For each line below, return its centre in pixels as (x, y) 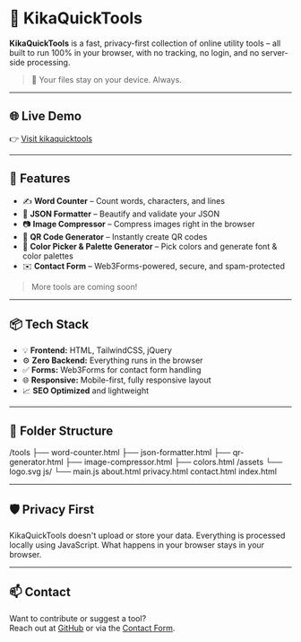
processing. (48, 62)
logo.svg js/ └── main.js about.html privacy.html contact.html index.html (143, 471)
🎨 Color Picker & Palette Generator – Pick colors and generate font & (150, 246)
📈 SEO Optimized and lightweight (86, 391)
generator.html (37, 462)
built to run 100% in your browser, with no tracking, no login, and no (134, 52)
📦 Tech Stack (49, 324)
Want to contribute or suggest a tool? (78, 618)
